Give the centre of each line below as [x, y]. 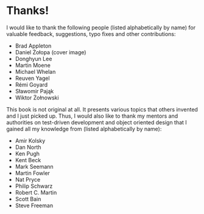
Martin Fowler [33, 173]
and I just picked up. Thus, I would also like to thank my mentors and [92, 116]
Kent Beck [28, 160]
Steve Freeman [34, 205]
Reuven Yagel [32, 78]
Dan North [28, 147]
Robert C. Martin [36, 192]
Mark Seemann [34, 166]
